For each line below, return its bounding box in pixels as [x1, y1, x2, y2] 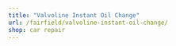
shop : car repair [8, 26, 66, 34]
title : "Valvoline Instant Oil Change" [8, 11, 140, 19]
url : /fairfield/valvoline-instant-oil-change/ [8, 19, 169, 27]
